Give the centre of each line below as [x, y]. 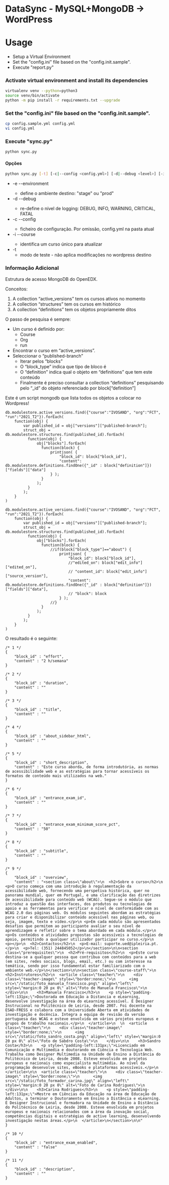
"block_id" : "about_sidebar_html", [53, 736]
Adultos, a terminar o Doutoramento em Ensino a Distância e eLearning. [83, 1098]
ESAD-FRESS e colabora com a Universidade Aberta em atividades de [77, 1010]
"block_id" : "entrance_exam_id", [50, 798]
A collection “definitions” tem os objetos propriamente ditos [74, 309]
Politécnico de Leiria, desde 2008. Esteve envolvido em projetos [76, 1059]
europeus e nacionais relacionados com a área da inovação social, [77, 1112]
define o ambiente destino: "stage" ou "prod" [67, 193]
